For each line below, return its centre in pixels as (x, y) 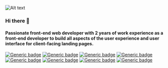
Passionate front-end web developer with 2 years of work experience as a (84, 33)
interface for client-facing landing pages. (49, 43)
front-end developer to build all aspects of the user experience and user (82, 38)
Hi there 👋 (18, 21)
